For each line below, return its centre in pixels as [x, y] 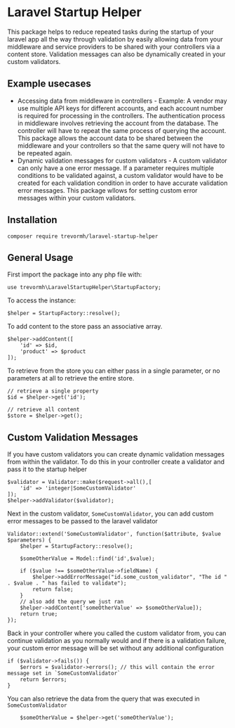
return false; [53, 589]
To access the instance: [41, 300]
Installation [32, 220]
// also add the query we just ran [72, 602]
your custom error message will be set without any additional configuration [116, 649]
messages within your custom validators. [76, 198]
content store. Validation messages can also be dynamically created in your [116, 54]
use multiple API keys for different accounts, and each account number [120, 108]
